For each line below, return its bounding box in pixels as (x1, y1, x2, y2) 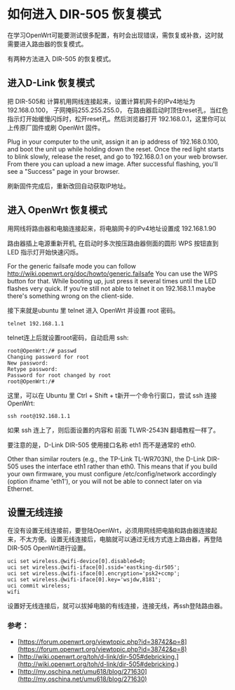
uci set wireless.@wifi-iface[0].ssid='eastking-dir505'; (7, 564, 180, 571)
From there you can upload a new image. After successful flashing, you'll (7, 159, 218, 168)
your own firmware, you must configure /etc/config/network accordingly (7, 469, 217, 478)
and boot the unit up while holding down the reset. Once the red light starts (7, 144, 224, 153)
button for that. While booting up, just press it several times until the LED (7, 276, 217, 285)
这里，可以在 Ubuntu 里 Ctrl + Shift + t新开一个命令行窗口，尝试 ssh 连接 (7, 391, 217, 400)
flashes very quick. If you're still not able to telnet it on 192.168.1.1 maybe (7, 284, 216, 292)
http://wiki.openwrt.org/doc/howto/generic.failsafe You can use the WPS (7, 269, 218, 278)
